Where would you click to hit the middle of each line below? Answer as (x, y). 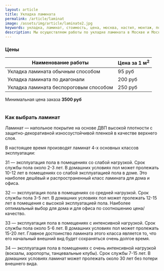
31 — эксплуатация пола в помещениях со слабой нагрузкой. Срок (75, 162)
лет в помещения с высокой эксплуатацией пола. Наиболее (68, 203)
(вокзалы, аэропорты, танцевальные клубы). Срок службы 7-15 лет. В (78, 253)
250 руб (128, 87)
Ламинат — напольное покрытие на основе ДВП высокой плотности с (79, 128)
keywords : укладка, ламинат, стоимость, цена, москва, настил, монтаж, (79, 28)
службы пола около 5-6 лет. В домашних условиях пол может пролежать (82, 228)
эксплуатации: (20, 153)
